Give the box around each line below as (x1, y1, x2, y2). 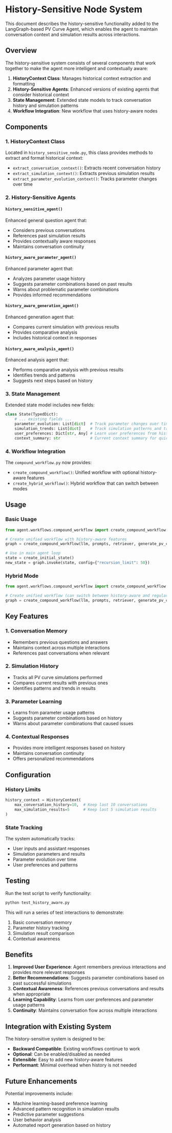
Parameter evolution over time (12, 856, 77, 862)
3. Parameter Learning (5, 698, 62, 705)
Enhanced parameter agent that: (5, 265, 74, 272)
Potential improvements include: (5, 1091, 73, 1097)
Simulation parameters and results (12, 851, 85, 857)
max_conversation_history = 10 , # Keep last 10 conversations (14, 802, 147, 808)
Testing (5, 877, 30, 885)
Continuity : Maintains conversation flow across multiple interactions (12, 1007, 158, 1014)
